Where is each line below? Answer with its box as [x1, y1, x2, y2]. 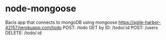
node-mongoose [5, 3, 76, 14]
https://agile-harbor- [118, 19, 161, 25]
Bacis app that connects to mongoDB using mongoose [5, 19, 117, 25]
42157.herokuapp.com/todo [5, 24, 62, 30]
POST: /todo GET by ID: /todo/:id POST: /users [62, 24, 158, 30]
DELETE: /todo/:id [5, 30, 42, 36]
